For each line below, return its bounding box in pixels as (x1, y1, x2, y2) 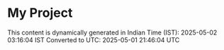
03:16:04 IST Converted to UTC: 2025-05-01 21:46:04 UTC (7, 35, 180, 44)
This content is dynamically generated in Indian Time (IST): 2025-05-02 (7, 28, 218, 37)
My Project (7, 5, 73, 21)
